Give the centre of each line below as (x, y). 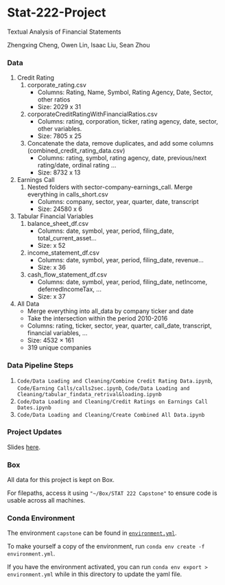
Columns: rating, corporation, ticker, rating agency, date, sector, (128, 122)
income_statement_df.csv (63, 253)
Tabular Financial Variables (55, 216)
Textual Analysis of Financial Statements (64, 32)
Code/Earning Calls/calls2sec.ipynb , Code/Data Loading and (103, 388)
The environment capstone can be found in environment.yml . (92, 533)
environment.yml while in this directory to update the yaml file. (95, 574)
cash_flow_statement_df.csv (67, 275)
